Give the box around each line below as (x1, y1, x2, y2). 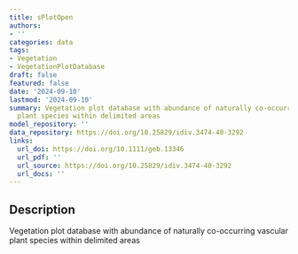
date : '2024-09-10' (9, 87, 82, 96)
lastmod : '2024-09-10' (9, 95, 93, 104)
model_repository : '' (9, 120, 90, 129)
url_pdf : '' (17, 152, 62, 162)
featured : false (9, 79, 69, 88)
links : (9, 136, 34, 145)
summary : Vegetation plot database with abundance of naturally (9, 104, 252, 112)
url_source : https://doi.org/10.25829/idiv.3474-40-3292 (17, 161, 232, 170)
